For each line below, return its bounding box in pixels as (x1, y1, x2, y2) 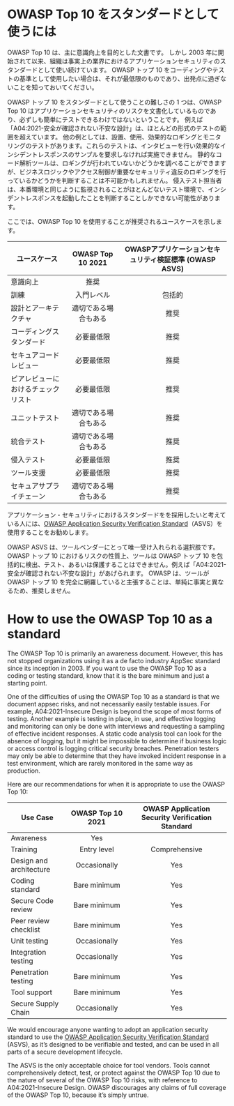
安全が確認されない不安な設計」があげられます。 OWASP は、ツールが (7, 569, 210, 577)
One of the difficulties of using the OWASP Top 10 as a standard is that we (7, 692, 220, 701)
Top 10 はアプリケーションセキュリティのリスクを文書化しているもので (7, 106, 210, 115)
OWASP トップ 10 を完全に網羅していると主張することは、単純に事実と (7, 577, 212, 586)
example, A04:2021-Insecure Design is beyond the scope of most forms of (7, 707, 221, 715)
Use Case (20, 812, 54, 822)
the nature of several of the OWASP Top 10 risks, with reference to (7, 1075, 198, 1084)
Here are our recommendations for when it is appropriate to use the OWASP (7, 780, 225, 788)
